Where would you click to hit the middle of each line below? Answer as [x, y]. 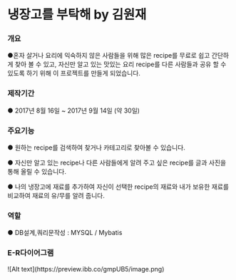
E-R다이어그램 [31, 253]
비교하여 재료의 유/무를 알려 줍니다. [56, 196]
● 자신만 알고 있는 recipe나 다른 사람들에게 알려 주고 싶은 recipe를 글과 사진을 [117, 163]
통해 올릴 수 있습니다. [37, 172]
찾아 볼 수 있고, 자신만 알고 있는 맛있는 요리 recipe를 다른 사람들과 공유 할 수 [120, 64]
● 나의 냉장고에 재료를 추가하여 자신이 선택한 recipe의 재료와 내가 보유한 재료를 [118, 187]
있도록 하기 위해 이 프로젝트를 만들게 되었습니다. [74, 73]
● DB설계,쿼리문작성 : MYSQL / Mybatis [65, 233]
